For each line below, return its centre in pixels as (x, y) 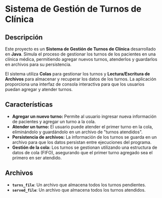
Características (29, 105)
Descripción (24, 37)
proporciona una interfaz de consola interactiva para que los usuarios (75, 84)
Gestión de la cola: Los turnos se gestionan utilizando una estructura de (84, 147)
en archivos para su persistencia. (38, 64)
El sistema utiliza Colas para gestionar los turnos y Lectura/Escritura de (78, 74)
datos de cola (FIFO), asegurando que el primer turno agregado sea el (82, 152)
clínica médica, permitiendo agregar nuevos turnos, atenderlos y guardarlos (81, 59)
